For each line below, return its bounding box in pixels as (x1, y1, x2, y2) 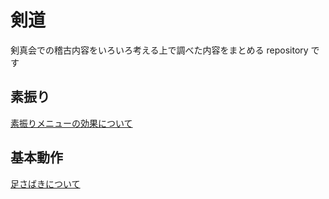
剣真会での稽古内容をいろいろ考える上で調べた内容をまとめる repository (10, 44, 309, 56)
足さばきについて (10, 177, 81, 190)
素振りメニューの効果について (10, 117, 133, 129)
